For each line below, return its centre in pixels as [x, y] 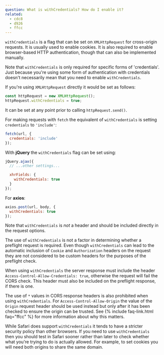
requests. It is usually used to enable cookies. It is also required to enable [79, 47]
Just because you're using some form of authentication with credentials [78, 72]
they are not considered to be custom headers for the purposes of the [76, 256]
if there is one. [20, 286]
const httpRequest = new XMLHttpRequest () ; [50, 96]
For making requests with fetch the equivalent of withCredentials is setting [81, 119]
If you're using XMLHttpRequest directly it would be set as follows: [70, 87]
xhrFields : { [23, 175]
